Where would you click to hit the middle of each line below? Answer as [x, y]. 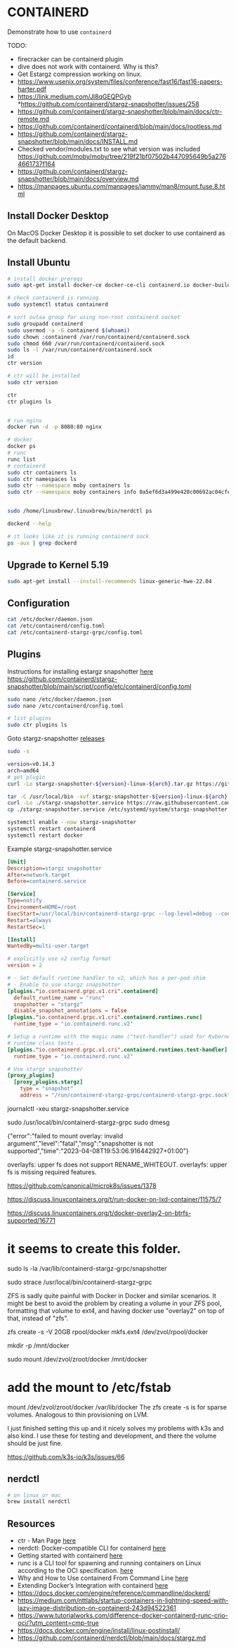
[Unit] [17, 861]
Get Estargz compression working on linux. [80, 74]
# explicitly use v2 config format [59, 959]
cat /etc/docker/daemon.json [50, 620]
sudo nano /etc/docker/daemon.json [59, 699]
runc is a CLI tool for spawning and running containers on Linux [109, 1563]
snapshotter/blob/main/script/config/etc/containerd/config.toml [99, 686]
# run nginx [25, 421]
